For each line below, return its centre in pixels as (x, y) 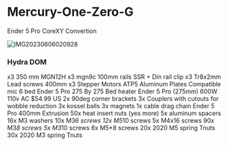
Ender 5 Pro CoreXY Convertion (52, 31)
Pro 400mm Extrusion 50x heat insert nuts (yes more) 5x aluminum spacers (114, 113)
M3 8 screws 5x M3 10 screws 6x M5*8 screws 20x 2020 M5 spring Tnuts (111, 128)
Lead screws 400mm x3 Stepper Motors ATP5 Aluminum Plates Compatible (114, 84)
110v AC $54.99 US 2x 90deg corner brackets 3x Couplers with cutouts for (113, 99)
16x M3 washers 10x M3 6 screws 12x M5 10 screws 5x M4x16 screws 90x (111, 121)
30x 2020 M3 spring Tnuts (45, 135)
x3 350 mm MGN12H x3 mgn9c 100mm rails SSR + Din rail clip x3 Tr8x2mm (114, 77)
